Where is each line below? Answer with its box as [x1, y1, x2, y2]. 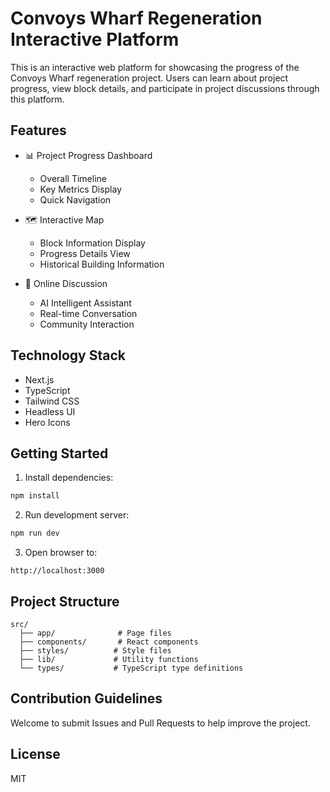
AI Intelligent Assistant [39, 297, 132, 309]
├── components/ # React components [19, 637, 199, 647]
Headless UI [24, 405, 76, 417]
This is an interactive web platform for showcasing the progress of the [10, 61, 300, 73]
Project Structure [10, 593, 120, 610]
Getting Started [10, 445, 109, 462]
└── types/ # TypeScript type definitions [19, 663, 244, 673]
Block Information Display [39, 237, 146, 249]
